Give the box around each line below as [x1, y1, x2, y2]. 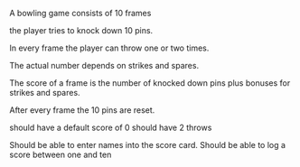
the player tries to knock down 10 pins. [9, 25, 154, 35]
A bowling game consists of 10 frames [9, 8, 152, 18]
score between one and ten [9, 149, 112, 160]
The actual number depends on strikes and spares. [9, 60, 200, 70]
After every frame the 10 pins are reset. [9, 105, 155, 116]
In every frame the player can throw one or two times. [9, 42, 210, 53]
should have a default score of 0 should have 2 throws [9, 122, 212, 133]
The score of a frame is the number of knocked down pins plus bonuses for [9, 78, 291, 88]
